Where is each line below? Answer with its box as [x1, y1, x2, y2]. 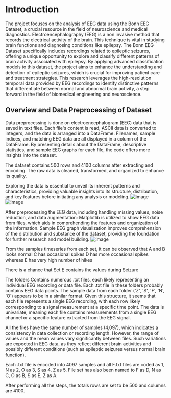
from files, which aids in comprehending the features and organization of [5, 220, 159, 226]
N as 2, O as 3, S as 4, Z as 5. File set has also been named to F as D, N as [5, 367, 161, 373]
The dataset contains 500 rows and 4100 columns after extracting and [5, 162, 153, 168]
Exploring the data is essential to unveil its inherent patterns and [5, 182, 140, 189]
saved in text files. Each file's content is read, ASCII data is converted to [5, 125, 157, 131]
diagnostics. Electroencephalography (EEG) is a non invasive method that [5, 31, 160, 37]
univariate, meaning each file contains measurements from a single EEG [5, 309, 157, 315]
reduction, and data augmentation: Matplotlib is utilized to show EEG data [5, 214, 160, 220]
